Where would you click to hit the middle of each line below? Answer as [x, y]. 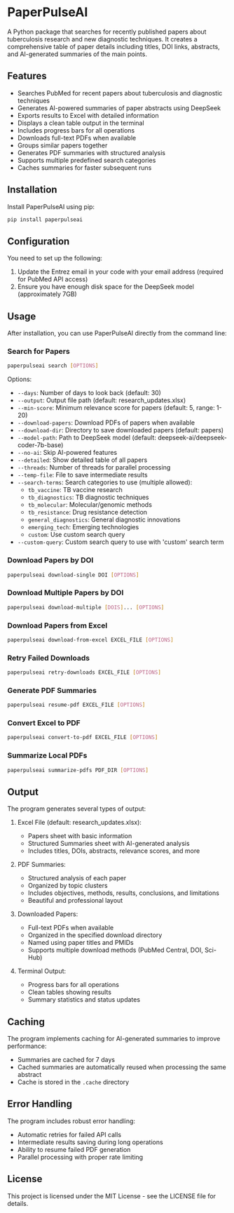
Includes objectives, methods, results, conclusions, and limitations [123, 893]
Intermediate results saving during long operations [90, 1142]
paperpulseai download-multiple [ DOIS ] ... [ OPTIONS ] [86, 607]
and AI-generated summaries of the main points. [77, 54]
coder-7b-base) [40, 445]
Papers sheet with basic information [80, 836]
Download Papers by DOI [50, 560]
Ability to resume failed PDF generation [74, 1149]
